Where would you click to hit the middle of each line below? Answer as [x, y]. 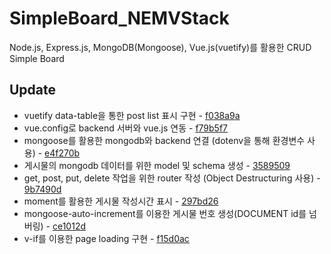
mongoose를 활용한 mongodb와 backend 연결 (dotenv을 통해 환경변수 [164, 140]
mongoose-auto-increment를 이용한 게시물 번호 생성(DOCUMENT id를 [165, 213]
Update [33, 90]
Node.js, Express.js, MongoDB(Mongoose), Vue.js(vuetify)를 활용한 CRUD [160, 47]
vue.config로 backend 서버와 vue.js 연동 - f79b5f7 [126, 128]
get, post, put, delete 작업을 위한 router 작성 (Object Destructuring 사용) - [172, 178]
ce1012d [69, 226]
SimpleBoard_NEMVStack [119, 18]
